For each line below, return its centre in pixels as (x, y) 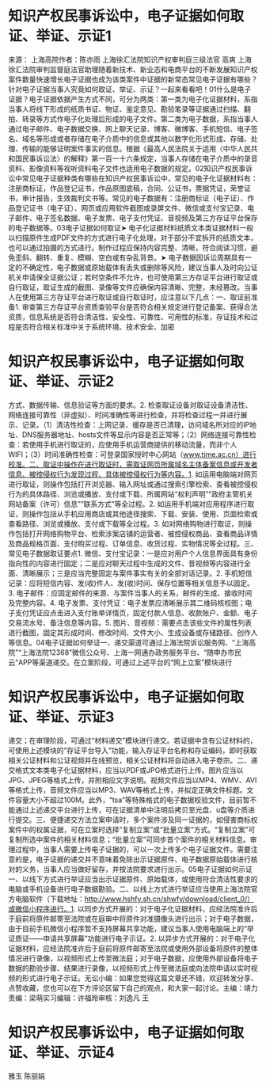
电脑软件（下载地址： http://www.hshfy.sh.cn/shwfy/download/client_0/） (135, 899)
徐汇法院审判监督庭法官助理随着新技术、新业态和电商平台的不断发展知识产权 (133, 69)
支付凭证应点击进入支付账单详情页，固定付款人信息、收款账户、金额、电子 (136, 612)
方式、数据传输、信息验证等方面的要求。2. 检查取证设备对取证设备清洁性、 (130, 405)
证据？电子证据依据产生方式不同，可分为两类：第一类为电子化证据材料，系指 (133, 99)
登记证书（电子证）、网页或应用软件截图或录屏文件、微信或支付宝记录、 (131, 207)
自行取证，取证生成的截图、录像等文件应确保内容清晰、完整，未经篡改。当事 (133, 287)
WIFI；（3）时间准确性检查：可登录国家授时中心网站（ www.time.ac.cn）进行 (133, 454)
